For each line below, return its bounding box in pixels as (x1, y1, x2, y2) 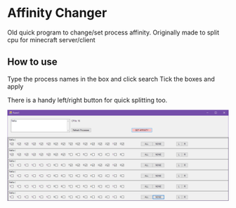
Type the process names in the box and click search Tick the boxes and (7, 74, 216, 83)
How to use (7, 56, 58, 68)
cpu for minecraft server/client (7, 35, 96, 44)
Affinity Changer (7, 5, 107, 21)
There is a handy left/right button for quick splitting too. (7, 96, 168, 104)
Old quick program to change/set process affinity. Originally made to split (7, 28, 220, 37)
